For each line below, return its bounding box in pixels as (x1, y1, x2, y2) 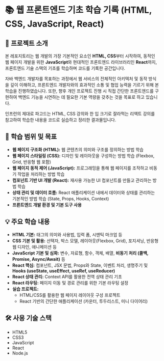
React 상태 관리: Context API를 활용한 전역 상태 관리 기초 (12, 274, 122, 279)
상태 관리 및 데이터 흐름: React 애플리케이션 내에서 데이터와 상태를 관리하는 (12, 190, 155, 195)
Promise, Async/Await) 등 (12, 256, 66, 262)
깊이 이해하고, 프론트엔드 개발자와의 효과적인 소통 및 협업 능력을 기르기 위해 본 (10, 82, 159, 87)
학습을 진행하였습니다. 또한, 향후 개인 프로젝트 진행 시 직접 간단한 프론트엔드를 (5, 88, 154, 94)
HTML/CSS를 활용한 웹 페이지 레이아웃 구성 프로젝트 (19, 292, 121, 298)
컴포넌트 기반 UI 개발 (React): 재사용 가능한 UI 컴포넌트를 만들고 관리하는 (12, 177, 152, 183)
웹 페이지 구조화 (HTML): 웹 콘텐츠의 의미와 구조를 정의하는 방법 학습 (12, 146, 144, 152)
